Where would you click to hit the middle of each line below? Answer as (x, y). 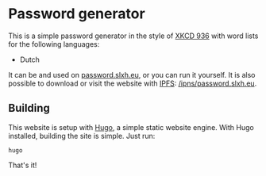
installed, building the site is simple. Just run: (82, 136)
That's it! (23, 165)
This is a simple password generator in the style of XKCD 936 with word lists (133, 36)
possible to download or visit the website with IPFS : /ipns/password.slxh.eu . (133, 83)
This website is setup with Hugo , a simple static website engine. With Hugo (131, 127)
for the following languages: (54, 44)
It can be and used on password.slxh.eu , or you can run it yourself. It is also (132, 75)
